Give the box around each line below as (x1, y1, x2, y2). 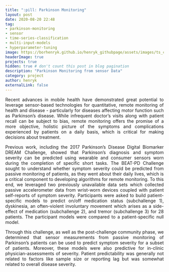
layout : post (5, 12, 33, 17)
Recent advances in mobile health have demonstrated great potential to (5, 97, 164, 103)
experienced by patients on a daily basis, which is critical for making (5, 128, 164, 134)
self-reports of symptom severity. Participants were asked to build (5, 192, 146, 198)
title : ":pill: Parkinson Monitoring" (5, 7, 87, 13)
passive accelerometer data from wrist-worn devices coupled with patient (5, 187, 164, 193)
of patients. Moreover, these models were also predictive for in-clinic (5, 245, 164, 251)
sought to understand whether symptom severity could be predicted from (5, 165, 164, 171)
